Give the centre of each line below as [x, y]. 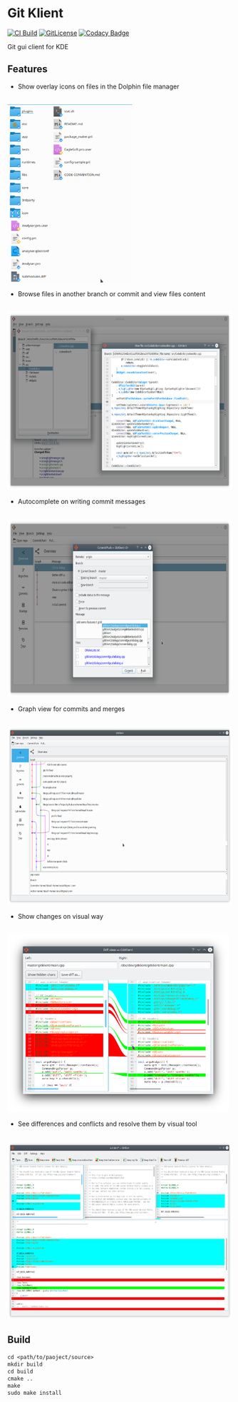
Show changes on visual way [60, 916]
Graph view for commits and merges [71, 709]
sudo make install [35, 1393]
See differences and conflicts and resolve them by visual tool [107, 1124]
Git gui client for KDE [38, 46]
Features [27, 69]
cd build [20, 1371]
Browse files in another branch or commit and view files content [112, 293]
